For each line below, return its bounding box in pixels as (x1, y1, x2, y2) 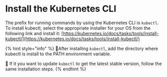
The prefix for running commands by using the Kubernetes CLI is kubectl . (5, 20, 159, 26)
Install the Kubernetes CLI (5, 3, 116, 15)
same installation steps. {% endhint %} (5, 66, 87, 72)
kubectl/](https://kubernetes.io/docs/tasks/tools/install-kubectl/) (5, 36, 140, 42)
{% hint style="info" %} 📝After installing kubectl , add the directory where (5, 45, 158, 51)
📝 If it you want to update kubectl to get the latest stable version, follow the (5, 60, 162, 66)
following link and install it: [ (5, 30, 63, 36)
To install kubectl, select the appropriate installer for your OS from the (5, 25, 151, 31)
